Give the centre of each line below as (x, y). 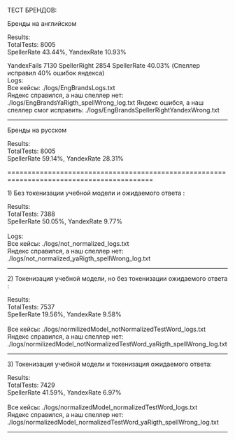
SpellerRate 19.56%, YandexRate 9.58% (64, 314)
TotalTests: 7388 (31, 214)
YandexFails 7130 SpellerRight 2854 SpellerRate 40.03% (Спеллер (104, 65)
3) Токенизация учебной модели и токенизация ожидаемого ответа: (109, 364)
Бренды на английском (42, 23)
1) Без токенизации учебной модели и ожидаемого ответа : (96, 193)
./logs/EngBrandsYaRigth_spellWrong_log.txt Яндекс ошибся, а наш (106, 103)
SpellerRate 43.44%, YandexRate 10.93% (67, 52)
